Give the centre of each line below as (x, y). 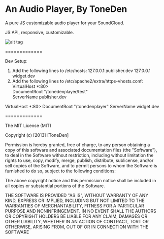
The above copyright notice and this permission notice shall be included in (81, 180)
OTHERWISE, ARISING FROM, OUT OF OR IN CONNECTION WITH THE (77, 227)
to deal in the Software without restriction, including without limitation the (79, 155)
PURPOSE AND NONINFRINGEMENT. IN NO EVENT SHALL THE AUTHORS (81, 211)
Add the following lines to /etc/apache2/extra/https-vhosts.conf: (78, 81)
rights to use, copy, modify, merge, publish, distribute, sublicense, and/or (79, 160)
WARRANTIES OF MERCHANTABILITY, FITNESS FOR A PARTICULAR (75, 205)
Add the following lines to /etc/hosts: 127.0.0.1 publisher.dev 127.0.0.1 (82, 71)
